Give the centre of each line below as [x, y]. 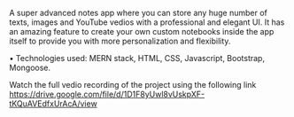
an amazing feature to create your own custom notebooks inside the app [142, 31]
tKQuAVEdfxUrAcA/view [53, 104]
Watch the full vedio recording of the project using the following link [133, 85]
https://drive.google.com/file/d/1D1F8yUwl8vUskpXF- [107, 94]
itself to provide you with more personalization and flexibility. [120, 41]
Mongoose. [30, 67]
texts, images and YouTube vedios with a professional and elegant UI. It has [147, 22]
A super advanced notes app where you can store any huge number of [138, 13]
